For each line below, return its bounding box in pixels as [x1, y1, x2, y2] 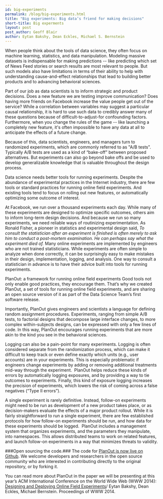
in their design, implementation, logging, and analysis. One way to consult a [5, 256, 156, 262]
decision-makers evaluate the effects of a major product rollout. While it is [5, 407, 153, 413]
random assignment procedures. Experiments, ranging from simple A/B [5, 311, 147, 317]
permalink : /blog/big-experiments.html [5, 12, 86, 17]
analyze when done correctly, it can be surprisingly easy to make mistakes [5, 251, 154, 257]
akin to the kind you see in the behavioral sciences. [5, 332, 108, 337]
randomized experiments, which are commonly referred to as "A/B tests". [5, 144, 151, 150]
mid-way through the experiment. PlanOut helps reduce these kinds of [5, 367, 147, 373]
